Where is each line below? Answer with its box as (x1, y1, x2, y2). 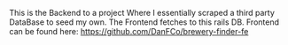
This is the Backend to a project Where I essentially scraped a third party (9, 8, 275, 18)
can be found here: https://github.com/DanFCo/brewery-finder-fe (9, 26, 249, 36)
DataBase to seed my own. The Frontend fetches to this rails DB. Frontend (9, 17, 280, 27)
